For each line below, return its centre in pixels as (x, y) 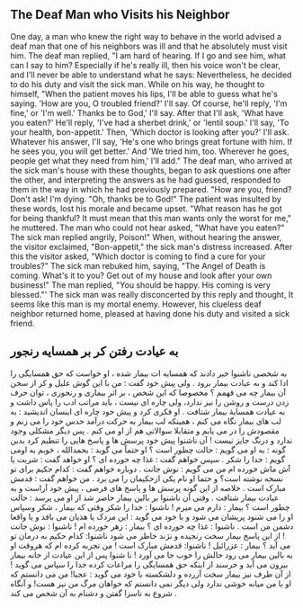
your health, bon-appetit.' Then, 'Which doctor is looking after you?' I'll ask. (150, 132)
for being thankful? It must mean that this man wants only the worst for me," (151, 218)
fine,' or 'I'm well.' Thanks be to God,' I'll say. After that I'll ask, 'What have (147, 112)
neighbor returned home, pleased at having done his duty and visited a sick (150, 313)
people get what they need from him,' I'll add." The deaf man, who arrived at (151, 160)
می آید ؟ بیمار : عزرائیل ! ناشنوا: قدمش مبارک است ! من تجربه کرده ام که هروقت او (151, 545)
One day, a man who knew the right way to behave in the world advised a (146, 36)
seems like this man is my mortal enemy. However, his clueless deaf (136, 304)
